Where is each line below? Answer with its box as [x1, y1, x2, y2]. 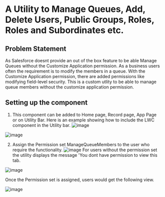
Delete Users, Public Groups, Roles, [5, 14, 155, 25]
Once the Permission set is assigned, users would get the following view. [5, 177, 155, 183]
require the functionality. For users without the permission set [12, 147, 158, 153]
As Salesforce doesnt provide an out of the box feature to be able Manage [5, 58, 157, 63]
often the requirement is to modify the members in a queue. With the [5, 68, 146, 74]
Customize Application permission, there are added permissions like [5, 74, 145, 79]
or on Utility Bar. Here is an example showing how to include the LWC [12, 117, 155, 123]
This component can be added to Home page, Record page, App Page [12, 111, 157, 117]
